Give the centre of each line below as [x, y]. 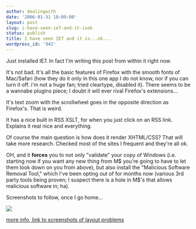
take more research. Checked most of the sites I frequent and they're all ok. [97, 143]
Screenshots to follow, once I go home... [55, 197]
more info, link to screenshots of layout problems [65, 220]
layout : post [22, 22]
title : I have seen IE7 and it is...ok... [59, 39]
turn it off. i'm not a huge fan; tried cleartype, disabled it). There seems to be [98, 84]
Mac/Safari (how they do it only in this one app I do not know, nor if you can [97, 78]
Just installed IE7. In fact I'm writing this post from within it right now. [89, 61]
